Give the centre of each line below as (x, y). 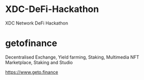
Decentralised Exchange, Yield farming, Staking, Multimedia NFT (72, 57)
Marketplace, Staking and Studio (39, 62)
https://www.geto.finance (32, 72)
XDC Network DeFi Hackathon (37, 23)
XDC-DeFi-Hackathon (52, 9)
